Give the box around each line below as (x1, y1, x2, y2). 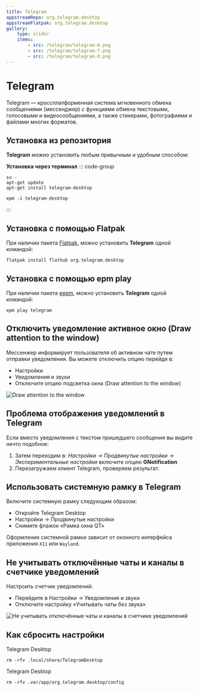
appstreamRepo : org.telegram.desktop (6, 14, 100, 20)
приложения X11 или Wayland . (6, 540, 80, 547)
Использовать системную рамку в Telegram (6, 482, 181, 492)
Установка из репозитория (6, 135, 112, 146)
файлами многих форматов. (6, 118, 78, 125)
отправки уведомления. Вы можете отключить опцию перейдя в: (6, 355, 174, 363)
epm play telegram (6, 307, 52, 313)
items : (17, 37, 33, 43)
